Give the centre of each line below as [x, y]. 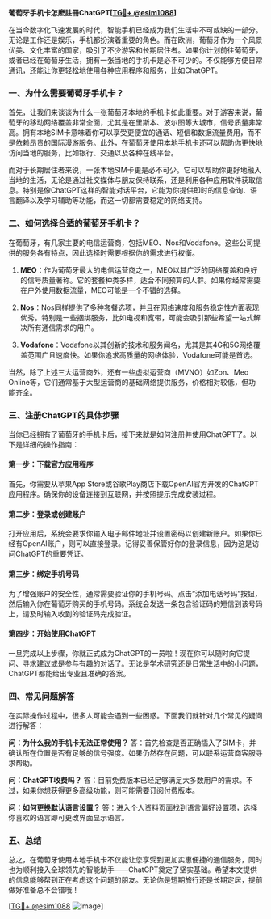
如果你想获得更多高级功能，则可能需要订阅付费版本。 [110, 790]
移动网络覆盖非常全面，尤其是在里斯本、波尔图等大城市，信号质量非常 [146, 123]
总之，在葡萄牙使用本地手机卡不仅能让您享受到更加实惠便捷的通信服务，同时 [135, 860]
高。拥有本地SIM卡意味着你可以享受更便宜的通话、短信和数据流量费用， [128, 133]
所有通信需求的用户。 [63, 328]
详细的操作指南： [50, 444]
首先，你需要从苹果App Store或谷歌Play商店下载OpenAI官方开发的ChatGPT [134, 484]
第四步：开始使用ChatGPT [52, 633]
